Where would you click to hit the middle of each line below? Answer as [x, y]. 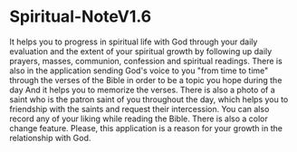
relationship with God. [50, 138]
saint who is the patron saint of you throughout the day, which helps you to [149, 99]
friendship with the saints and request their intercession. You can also [139, 109]
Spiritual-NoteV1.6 [81, 17]
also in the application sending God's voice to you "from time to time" [139, 71]
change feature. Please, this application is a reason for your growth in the [146, 128]
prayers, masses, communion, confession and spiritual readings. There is [146, 61]
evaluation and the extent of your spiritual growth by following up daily [141, 51]
